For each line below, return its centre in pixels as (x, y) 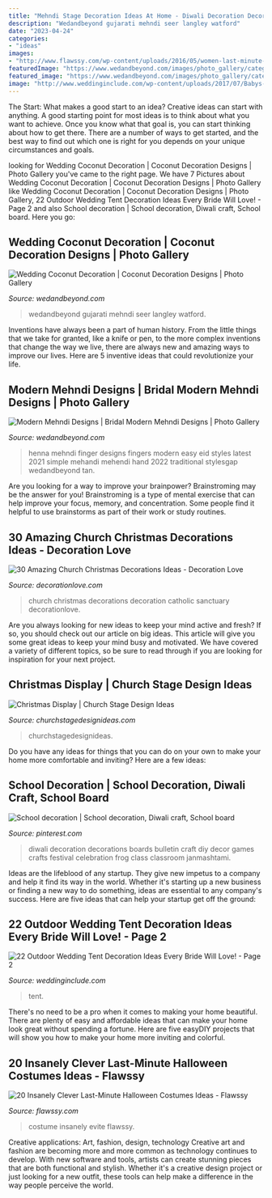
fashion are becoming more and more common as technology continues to (133, 1151)
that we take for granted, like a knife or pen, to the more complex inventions (134, 339)
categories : (28, 38)
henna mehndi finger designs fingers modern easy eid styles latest (140, 453)
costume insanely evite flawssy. (81, 1127)
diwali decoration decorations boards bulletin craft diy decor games (141, 849)
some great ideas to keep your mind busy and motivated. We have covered (134, 642)
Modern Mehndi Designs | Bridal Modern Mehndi (134, 389)
